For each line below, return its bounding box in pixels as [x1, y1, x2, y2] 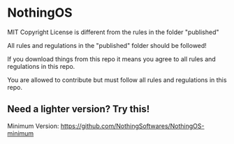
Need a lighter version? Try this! [7, 103, 150, 115]
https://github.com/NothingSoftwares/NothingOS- [60, 122, 205, 130]
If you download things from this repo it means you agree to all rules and [7, 54, 217, 63]
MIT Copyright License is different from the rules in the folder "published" [7, 28, 219, 36]
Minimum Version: [7, 122, 59, 130]
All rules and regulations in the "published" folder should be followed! [7, 41, 207, 49]
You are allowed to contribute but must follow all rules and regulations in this [7, 75, 227, 84]
